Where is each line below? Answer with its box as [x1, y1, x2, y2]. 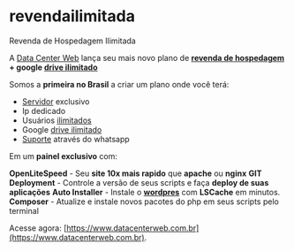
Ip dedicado [21, 105, 66, 116]
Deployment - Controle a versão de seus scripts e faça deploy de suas [9, 177, 269, 187]
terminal [9, 205, 40, 216]
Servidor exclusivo [21, 95, 90, 107]
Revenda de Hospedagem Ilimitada [9, 35, 137, 46]
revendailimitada [9, 6, 135, 27]
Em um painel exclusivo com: [9, 150, 117, 161]
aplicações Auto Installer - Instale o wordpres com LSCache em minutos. [9, 186, 281, 197]
